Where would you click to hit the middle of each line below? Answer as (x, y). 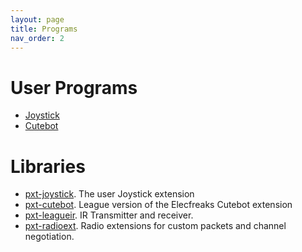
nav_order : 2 (37, 38)
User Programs (74, 87)
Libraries (48, 166)
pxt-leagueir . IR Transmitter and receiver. (109, 215)
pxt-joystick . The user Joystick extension (109, 194)
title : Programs (44, 29)
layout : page (37, 19)
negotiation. (49, 237)
